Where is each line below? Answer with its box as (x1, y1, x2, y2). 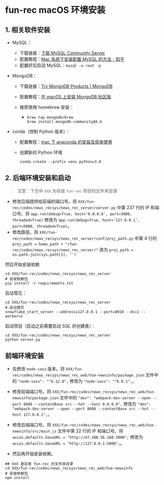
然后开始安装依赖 (5, 261, 40, 267)
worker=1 (5, 314, 23, 319)
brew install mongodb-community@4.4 (27, 119, 102, 124)
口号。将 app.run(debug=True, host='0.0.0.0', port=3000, (12, 210, 133, 217)
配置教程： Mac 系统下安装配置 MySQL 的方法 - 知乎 (19, 56, 125, 62)
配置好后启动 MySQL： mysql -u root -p (19, 63, 102, 68)
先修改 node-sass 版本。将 (12, 365, 65, 372)
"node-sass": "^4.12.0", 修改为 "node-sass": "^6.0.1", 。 (18, 378, 137, 384)
